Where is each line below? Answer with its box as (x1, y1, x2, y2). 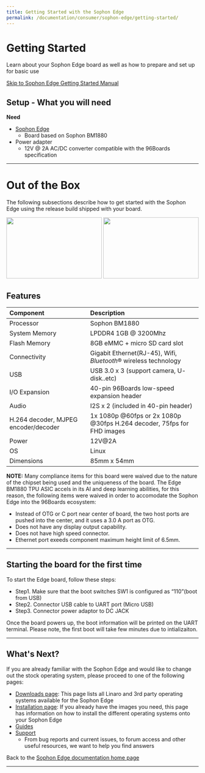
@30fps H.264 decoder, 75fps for (90, 420, 189, 427)
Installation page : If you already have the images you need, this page (15, 703, 189, 710)
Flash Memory (9, 339, 51, 347)
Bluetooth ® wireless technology (90, 357, 181, 364)
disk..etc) (90, 374, 117, 382)
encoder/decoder (9, 423, 60, 431)
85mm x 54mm (90, 457, 134, 465)
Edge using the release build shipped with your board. (6, 205, 142, 213)
